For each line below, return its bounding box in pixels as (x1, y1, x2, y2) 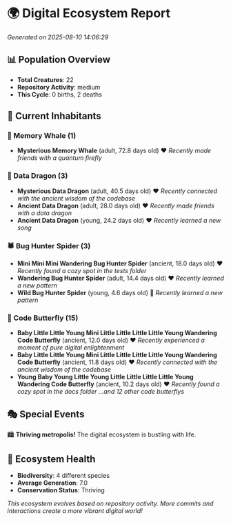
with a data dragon (17, 208, 72, 217)
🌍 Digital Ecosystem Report (7, 6, 171, 21)
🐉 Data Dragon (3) (7, 171, 68, 181)
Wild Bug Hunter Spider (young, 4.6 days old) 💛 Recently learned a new (17, 289, 223, 297)
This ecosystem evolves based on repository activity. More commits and (7, 499, 214, 508)
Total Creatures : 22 (17, 75, 74, 83)
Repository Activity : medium (17, 83, 101, 91)
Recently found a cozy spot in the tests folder (17, 267, 147, 275)
